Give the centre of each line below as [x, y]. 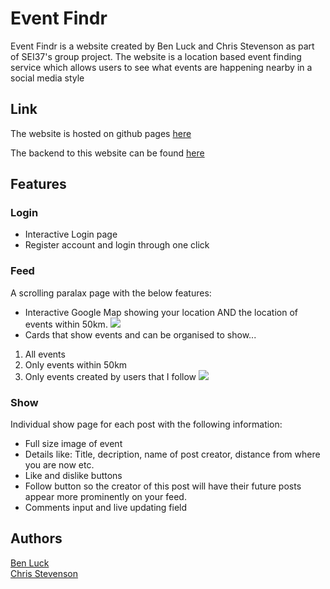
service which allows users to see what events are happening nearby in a [161, 67]
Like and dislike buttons [73, 476]
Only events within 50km [76, 364]
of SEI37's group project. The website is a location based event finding [156, 56]
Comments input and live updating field [106, 508]
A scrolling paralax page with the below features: [111, 293]
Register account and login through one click [117, 245]
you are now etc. [59, 465]
